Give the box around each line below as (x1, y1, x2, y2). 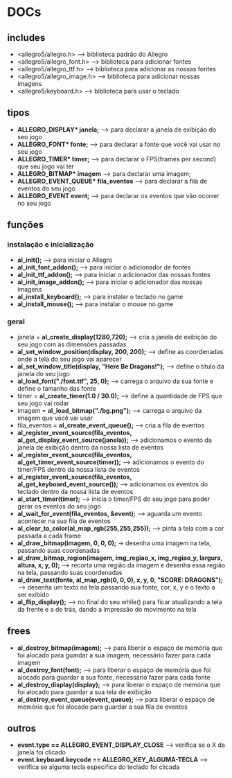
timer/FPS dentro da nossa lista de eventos (17, 465, 141, 473)
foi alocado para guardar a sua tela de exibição (17, 687, 152, 696)
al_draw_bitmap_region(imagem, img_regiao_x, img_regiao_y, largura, (17, 554, 223, 562)
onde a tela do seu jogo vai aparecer (17, 355, 123, 363)
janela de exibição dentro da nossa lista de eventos (17, 443, 164, 451)
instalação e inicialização (7, 240, 94, 249)
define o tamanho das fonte (17, 384, 97, 392)
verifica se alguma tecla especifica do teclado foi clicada (17, 763, 180, 771)
